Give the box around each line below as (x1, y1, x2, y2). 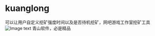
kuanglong (5, 3, 50, 14)
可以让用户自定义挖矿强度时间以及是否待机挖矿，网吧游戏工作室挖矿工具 (5, 19, 150, 25)
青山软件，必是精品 (32, 25, 71, 31)
